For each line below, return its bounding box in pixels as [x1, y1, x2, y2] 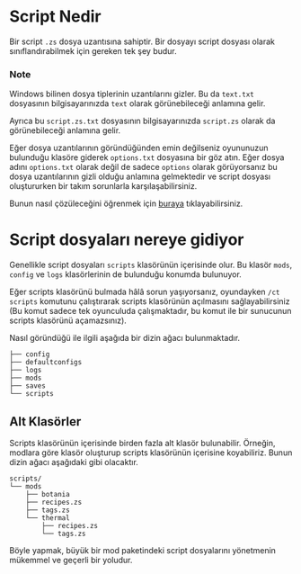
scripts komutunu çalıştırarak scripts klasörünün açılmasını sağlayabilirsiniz [9, 296, 290, 307]
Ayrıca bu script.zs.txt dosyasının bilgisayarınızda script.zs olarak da [9, 115, 276, 127]
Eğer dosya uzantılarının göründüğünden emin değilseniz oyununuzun [9, 142, 269, 154]
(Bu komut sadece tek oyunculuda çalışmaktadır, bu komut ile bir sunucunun [9, 306, 292, 317]
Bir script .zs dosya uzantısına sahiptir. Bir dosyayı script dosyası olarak [9, 36, 276, 47]
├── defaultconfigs [9, 358, 83, 367]
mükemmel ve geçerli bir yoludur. [9, 554, 133, 565]
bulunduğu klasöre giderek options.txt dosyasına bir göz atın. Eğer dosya [9, 152, 285, 163]
